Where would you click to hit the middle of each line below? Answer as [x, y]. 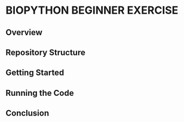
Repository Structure [46, 52]
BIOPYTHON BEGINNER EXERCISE [92, 10]
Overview [24, 32]
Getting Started [35, 73]
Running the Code [40, 93]
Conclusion [27, 113]
